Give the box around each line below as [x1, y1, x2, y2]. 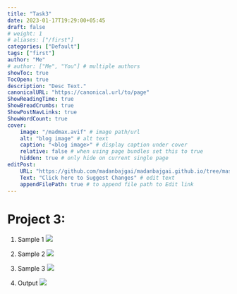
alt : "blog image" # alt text [20, 135, 109, 142]
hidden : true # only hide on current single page [20, 154, 169, 162]
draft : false [7, 23, 46, 30]
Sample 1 [17, 235, 44, 244]
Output [17, 279, 38, 288]
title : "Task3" [7, 10, 52, 18]
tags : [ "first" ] [7, 50, 55, 57]
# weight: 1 [7, 30, 42, 37]
